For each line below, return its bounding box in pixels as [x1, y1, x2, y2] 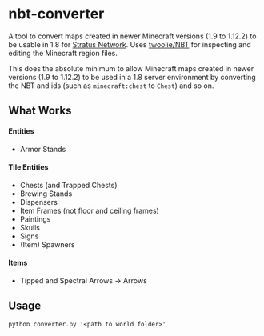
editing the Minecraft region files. [8, 48, 118, 58]
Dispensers [19, 197, 58, 206]
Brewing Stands [19, 189, 73, 198]
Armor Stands [19, 144, 66, 154]
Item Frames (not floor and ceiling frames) [19, 206, 160, 215]
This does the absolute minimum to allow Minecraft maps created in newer [8, 63, 254, 73]
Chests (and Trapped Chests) [19, 180, 118, 190]
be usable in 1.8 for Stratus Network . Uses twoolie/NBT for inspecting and [8, 39, 251, 49]
